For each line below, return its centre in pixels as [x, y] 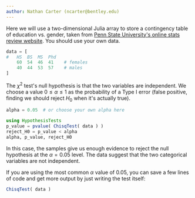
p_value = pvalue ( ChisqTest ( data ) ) [55, 126]
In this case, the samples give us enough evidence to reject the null [88, 148]
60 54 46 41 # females [52, 62]
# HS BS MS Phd [31, 57]
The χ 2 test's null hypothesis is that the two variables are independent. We [96, 85]
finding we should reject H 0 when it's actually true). [68, 99]
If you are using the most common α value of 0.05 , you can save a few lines [97, 172]
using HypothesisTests [34, 121]
